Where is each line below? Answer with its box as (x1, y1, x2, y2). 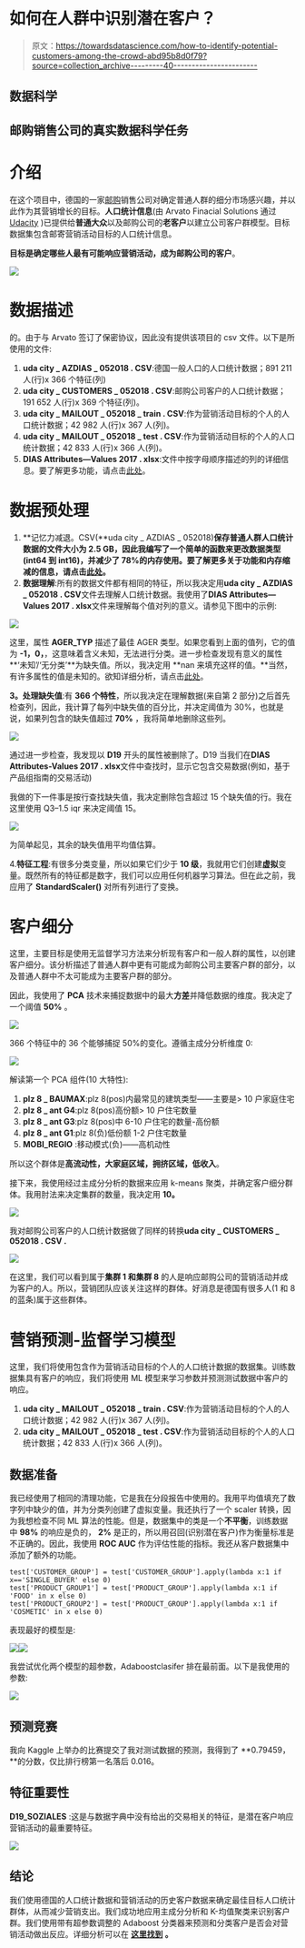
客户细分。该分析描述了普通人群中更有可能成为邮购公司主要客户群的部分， (9, 959, 288, 970)
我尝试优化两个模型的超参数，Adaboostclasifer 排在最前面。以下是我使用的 (9, 1661, 290, 1672)
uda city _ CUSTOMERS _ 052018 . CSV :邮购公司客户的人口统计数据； (22, 385, 286, 396)
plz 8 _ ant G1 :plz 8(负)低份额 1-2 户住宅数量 (22, 1127, 188, 1138)
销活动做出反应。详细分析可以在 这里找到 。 (9, 1928, 173, 1939)
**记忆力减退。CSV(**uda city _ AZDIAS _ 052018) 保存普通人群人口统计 (22, 531, 294, 542)
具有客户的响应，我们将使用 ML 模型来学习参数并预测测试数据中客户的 (25, 1373, 289, 1384)
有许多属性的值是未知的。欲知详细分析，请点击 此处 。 (9, 671, 209, 681)
